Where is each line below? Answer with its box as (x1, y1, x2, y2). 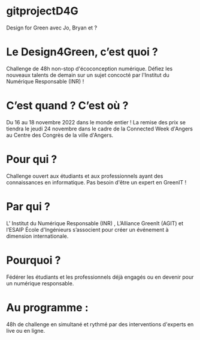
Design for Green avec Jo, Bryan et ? (6, 24, 98, 31)
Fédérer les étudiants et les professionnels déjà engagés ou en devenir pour (6, 273, 194, 281)
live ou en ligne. (6, 327, 46, 334)
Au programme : (6, 300, 89, 314)
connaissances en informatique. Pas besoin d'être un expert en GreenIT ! (6, 178, 187, 186)
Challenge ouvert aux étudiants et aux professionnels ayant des (6, 172, 163, 180)
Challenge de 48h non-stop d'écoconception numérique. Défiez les (6, 65, 173, 72)
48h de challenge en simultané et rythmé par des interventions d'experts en (6, 320, 194, 328)
